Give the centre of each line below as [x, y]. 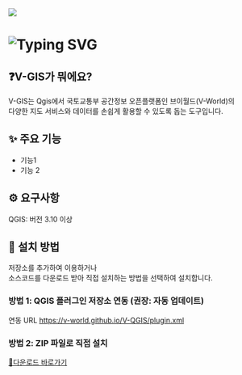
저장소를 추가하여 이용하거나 [53, 268]
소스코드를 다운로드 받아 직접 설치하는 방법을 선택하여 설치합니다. [111, 278]
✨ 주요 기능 [35, 139]
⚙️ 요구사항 [34, 198]
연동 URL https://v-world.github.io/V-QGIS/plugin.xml [96, 320]
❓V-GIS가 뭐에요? [50, 76]
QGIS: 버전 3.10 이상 [40, 219]
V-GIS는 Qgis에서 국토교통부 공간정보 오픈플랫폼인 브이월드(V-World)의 [122, 101]
